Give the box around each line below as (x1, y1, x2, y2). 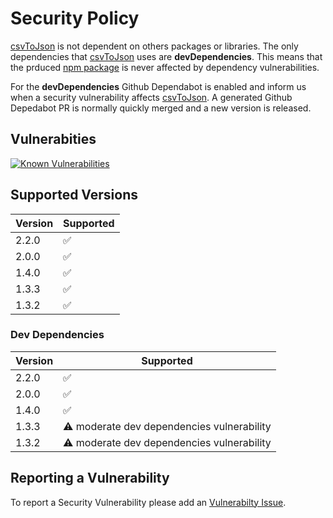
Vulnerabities (10, 131, 97, 148)
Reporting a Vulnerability (10, 470, 170, 487)
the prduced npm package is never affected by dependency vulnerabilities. (10, 61, 320, 73)
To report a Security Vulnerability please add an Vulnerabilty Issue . (10, 496, 287, 508)
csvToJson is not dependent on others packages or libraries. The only (10, 40, 299, 52)
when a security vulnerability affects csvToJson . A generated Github (10, 91, 293, 103)
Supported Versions (10, 187, 138, 204)
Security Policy (10, 7, 140, 30)
